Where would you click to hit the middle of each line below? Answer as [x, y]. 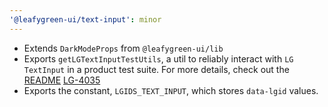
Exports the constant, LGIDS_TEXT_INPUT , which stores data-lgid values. [171, 90]
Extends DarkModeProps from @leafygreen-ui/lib [123, 48]
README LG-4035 [62, 80]
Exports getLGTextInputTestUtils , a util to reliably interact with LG [158, 58]
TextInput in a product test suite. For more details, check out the [156, 69]
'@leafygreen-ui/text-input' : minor [85, 19]
